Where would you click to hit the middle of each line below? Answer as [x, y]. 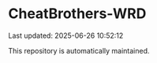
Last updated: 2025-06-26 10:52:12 [66, 35]
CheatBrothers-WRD [77, 14]
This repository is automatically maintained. [79, 50]
